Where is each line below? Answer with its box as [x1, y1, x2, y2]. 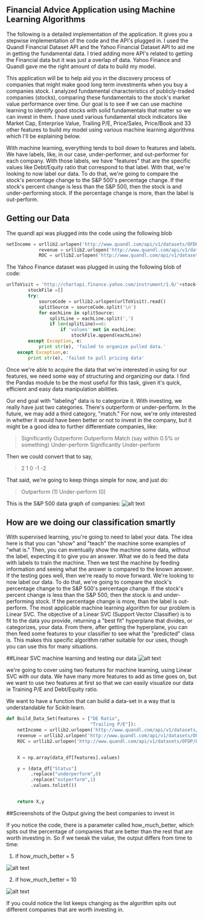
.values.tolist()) [30, 783, 77, 789]
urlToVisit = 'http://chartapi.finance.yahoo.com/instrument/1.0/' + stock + [6, 281, 199, 288]
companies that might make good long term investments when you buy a [6, 81, 188, 88]
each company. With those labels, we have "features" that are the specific [6, 157, 191, 164]
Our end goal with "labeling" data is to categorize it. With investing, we [6, 397, 182, 404]
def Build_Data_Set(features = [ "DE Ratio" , [6, 716, 120, 722]
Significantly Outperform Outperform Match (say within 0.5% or [21, 434, 180, 442]
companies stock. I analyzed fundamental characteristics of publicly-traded [6, 87, 195, 95]
